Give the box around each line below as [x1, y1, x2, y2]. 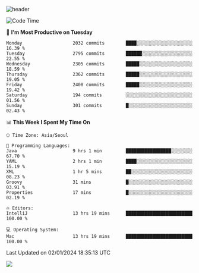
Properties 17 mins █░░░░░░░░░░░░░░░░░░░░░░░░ [6, 190, 193, 196]
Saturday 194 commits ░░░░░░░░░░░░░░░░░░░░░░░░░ [6, 92, 193, 98]
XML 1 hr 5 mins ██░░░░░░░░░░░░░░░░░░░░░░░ [6, 169, 193, 175]
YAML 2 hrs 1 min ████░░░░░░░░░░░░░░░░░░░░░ [6, 158, 193, 164]
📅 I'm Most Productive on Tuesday [6, 29, 93, 36]
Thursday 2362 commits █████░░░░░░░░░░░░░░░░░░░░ [6, 71, 193, 77]
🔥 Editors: [6, 205, 34, 211]
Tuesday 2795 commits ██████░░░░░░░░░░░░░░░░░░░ [6, 51, 193, 57]
